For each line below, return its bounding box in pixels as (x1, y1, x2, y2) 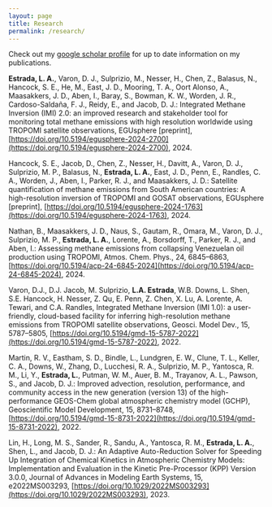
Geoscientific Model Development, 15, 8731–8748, (8, 404, 175, 415)
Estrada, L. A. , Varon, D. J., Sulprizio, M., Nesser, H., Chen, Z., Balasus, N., (8, 74, 257, 84)
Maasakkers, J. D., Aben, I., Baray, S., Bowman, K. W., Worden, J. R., (8, 91, 237, 101)
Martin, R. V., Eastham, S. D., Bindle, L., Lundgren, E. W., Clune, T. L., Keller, (8, 353, 260, 363)
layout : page (8, 11, 53, 20)
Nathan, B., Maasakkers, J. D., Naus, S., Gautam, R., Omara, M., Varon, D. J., (8, 226, 263, 236)
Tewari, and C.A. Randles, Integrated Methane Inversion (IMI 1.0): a (8, 303, 231, 313)
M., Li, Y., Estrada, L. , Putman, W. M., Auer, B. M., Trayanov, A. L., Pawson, (8, 370, 258, 380)
